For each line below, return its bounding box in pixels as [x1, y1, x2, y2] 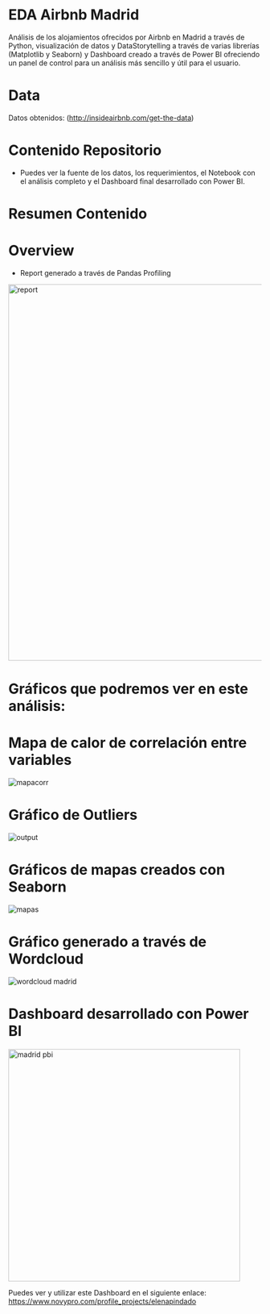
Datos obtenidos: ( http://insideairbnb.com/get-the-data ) [8, 113, 194, 123]
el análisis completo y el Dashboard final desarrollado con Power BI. [19, 176, 245, 186]
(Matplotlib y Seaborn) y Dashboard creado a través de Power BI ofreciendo [8, 49, 260, 59]
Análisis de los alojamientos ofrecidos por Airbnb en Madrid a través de [8, 32, 245, 42]
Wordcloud [8, 950, 84, 968]
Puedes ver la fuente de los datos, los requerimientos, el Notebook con [19, 168, 256, 177]
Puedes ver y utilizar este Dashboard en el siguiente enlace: [8, 1287, 207, 1297]
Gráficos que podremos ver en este [8, 680, 249, 698]
